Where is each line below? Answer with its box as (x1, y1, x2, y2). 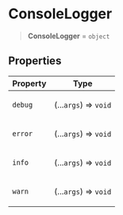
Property (12, 77, 47, 88)
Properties (8, 54, 62, 68)
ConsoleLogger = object (27, 31, 110, 41)
